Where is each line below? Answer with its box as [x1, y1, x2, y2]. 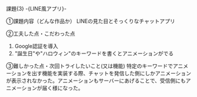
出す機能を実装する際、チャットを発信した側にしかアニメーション [31, 70, 192, 76]
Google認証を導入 [14, 43, 59, 49]
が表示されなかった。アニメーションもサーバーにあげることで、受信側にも [6, 77, 186, 84]
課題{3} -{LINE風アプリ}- [6, 5, 66, 12]
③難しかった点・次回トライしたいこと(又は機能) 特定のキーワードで [6, 62, 173, 69]
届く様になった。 [42, 85, 84, 91]
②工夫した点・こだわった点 [6, 30, 75, 37]
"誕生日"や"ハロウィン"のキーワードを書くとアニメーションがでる [14, 50, 174, 57]
